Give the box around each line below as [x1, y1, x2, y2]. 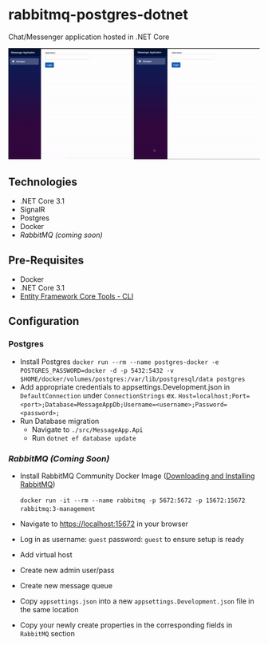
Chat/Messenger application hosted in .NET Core [8, 32, 170, 42]
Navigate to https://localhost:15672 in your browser [19, 519, 189, 528]
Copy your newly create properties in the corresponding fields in [19, 620, 233, 630]
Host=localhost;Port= [178, 392, 250, 400]
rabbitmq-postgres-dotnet [8, 6, 189, 24]
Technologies [8, 175, 78, 188]
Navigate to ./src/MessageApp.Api [31, 425, 144, 434]
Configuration [8, 315, 80, 328]
